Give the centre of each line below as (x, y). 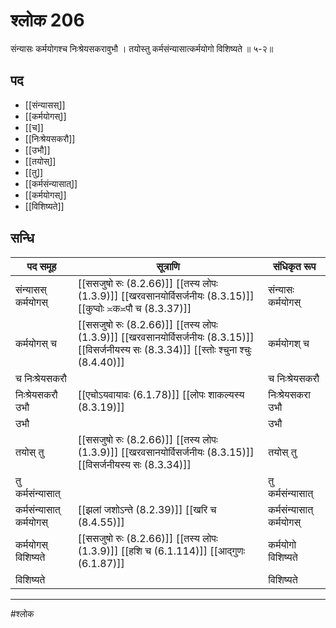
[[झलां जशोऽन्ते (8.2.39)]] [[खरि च (147, 509)
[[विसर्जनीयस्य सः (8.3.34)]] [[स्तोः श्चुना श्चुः (164, 349)
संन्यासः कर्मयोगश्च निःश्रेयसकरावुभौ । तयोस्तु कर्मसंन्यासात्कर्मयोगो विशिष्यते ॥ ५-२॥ (142, 48)
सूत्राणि (168, 266)
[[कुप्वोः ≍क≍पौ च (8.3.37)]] (134, 308)
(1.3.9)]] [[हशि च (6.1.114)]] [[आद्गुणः (161, 551)
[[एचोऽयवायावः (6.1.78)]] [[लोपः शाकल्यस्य (161, 394)
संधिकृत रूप (294, 266)
